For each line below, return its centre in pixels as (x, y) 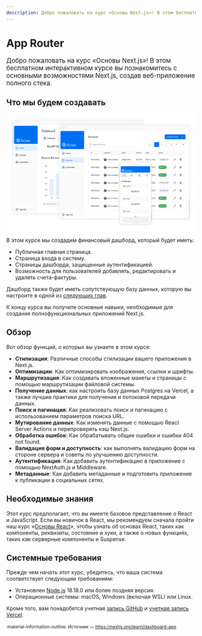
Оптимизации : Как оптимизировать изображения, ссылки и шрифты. (105, 371)
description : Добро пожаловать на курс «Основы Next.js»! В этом (90, 13)
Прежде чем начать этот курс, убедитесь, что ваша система (84, 572)
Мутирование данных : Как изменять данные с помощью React (97, 422)
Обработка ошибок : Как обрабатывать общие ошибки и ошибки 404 (104, 435)
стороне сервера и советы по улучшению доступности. (87, 454)
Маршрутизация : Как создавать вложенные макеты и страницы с (100, 378)
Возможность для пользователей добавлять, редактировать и (95, 271)
